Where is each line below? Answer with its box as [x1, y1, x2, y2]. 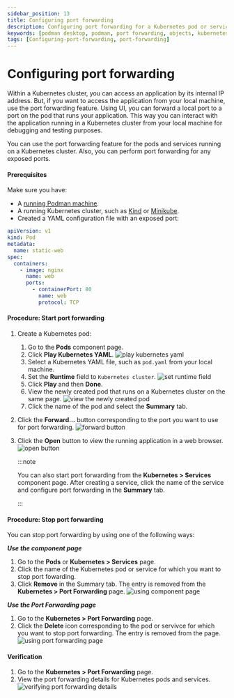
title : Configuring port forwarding [7, 17, 114, 24]
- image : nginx [19, 266, 64, 274]
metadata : [7, 241, 36, 248]
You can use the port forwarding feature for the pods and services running [7, 140, 221, 148]
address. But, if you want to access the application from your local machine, [7, 97, 226, 105]
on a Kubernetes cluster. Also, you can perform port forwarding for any [7, 147, 211, 155]
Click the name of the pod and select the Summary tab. [27, 402, 188, 410]
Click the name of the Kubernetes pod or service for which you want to [17, 565, 221, 573]
